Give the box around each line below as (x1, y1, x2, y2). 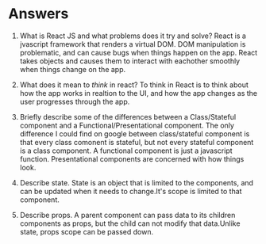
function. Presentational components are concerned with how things (19, 154, 245, 163)
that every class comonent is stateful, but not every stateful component (19, 137, 254, 147)
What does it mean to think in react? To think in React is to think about (19, 80, 249, 90)
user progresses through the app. (19, 97, 130, 106)
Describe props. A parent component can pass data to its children (19, 210, 236, 219)
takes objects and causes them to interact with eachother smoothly (19, 56, 241, 66)
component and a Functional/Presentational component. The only (19, 120, 234, 130)
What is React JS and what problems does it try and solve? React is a (19, 31, 246, 40)
